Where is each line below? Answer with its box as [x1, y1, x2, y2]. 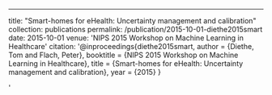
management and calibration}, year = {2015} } [8, 68, 162, 76]
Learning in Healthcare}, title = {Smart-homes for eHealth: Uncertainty [8, 59, 244, 68]
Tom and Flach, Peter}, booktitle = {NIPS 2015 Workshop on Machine [8, 50, 239, 60]
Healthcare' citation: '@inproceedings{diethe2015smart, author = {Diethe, [8, 42, 254, 51]
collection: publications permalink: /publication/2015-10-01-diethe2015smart [8, 25, 263, 34]
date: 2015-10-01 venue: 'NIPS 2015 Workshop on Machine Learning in [8, 33, 244, 43]
